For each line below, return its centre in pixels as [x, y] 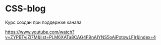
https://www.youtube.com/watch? [40, 32]
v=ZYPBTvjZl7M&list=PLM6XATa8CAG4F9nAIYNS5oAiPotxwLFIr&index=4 [80, 37]
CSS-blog [26, 9]
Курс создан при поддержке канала [43, 22]
